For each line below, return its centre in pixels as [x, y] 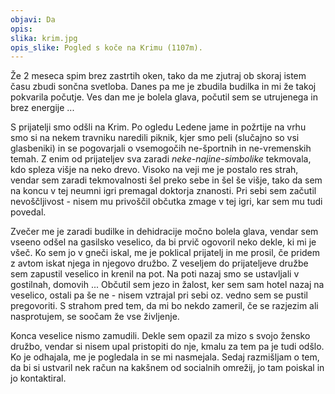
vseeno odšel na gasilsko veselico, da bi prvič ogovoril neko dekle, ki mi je [163, 242]
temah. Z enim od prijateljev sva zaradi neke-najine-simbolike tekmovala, [161, 159]
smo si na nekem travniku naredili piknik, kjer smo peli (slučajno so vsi [155, 138]
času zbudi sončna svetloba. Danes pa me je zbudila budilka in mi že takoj [163, 87]
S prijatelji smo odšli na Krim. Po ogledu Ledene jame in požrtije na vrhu [158, 127]
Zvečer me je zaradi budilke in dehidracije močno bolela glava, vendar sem [164, 232]
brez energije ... [42, 108]
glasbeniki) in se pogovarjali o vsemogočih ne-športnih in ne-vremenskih [161, 148]
